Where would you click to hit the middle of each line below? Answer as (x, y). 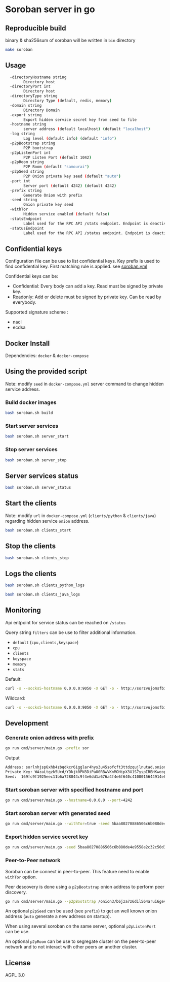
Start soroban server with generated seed (58, 813)
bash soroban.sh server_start (37, 436)
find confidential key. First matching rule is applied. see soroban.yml (76, 266)
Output (12, 758)
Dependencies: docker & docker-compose (47, 356)
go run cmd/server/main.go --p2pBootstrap (51, 901)
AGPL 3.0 (15, 975)
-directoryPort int (30, 87)
